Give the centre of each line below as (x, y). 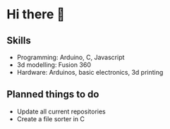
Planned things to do (53, 94)
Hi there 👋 (36, 14)
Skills (19, 41)
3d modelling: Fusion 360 (54, 65)
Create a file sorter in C (51, 118)
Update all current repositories (61, 111)
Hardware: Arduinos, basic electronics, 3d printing (90, 72)
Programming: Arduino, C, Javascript (71, 57)
